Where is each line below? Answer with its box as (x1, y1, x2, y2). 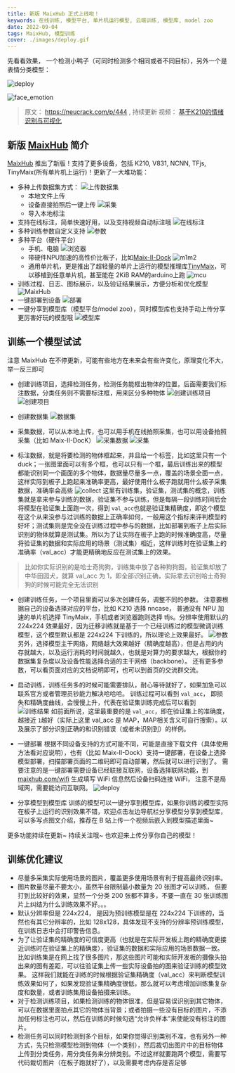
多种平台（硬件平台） (17, 235, 79, 243)
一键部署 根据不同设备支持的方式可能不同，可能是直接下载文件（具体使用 (17, 739, 229, 748)
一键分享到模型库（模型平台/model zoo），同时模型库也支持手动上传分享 (17, 304, 226, 313)
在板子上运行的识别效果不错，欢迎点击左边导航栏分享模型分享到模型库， (17, 807, 227, 815)
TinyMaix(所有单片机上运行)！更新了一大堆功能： (7, 167, 149, 176)
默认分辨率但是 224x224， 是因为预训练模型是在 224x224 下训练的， (17, 908, 219, 917)
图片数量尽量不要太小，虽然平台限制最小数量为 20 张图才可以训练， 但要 (17, 882, 227, 891)
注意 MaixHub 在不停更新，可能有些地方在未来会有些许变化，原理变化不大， (7, 356, 227, 364)
